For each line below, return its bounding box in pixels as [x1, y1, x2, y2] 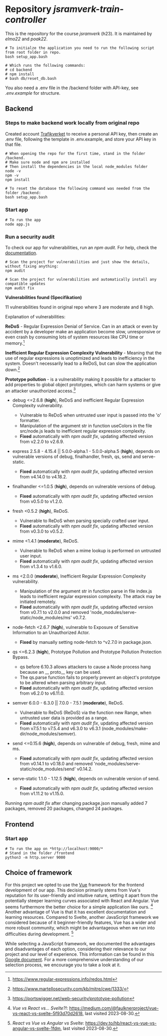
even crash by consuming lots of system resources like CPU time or [5, 334, 144, 340]
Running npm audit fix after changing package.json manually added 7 [5, 800, 148, 806]
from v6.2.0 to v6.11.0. [19, 690, 65, 696]
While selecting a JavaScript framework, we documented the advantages [5, 941, 156, 946]
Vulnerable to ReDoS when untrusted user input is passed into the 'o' [19, 412, 162, 418]
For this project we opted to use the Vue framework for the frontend [5, 882, 144, 888]
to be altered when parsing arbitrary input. [19, 680, 107, 686]
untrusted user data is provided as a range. [19, 715, 108, 721]
